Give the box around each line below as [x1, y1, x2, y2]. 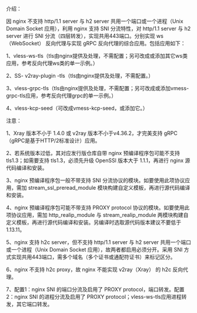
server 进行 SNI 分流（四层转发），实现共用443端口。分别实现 [6, 32, 155, 39]
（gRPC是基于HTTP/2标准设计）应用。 [6, 137, 101, 144]
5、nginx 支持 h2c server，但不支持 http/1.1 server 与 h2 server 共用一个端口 [6, 239, 192, 246]
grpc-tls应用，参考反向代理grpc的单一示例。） [6, 92, 117, 99]
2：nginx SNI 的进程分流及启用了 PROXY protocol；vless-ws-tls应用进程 [6, 294, 182, 300]
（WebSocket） [6, 40, 45, 47]
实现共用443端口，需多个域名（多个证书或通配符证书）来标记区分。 [11, 253, 176, 261]
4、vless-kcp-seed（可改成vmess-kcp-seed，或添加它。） [6, 105, 148, 111]
